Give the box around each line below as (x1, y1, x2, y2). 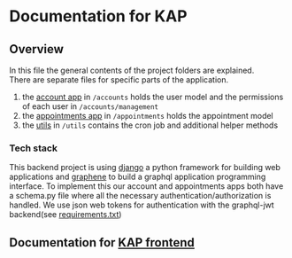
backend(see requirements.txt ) (9, 209, 122, 220)
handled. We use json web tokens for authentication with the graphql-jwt (9, 199, 274, 210)
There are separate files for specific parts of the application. (9, 74, 229, 85)
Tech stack (9, 142, 58, 154)
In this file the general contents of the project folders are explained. (9, 65, 255, 75)
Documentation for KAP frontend (9, 235, 195, 250)
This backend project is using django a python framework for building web (9, 162, 281, 173)
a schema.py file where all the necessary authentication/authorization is (9, 191, 272, 201)
